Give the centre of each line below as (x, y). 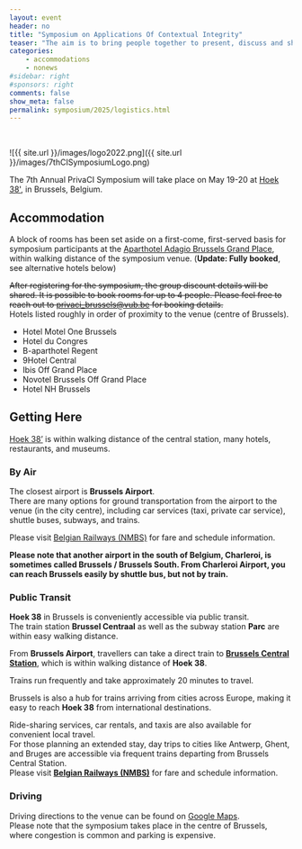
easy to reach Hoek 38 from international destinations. (111, 708)
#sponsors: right (42, 85)
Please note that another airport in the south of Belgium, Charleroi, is (141, 555)
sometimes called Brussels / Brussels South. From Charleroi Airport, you (147, 564)
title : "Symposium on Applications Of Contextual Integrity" (126, 34)
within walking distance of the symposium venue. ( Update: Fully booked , (145, 258)
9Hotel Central (49, 360)
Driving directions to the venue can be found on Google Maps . (124, 816)
